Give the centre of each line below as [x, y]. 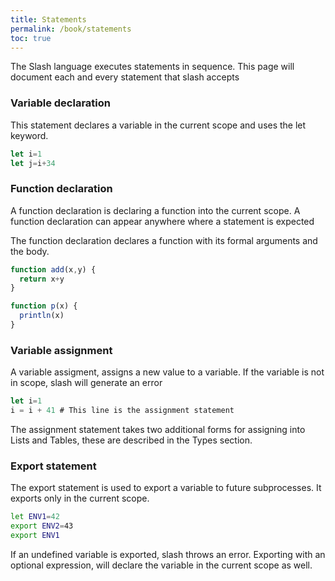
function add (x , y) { [53, 269]
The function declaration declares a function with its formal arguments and [164, 240]
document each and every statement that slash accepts [125, 77]
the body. [30, 251]
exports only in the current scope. [80, 498]
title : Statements [48, 19]
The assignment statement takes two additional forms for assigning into [158, 430]
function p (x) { [44, 306]
